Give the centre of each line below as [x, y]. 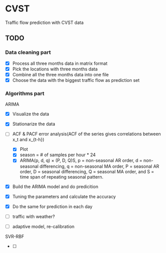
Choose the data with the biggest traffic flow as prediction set [76, 80]
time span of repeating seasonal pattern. [62, 177]
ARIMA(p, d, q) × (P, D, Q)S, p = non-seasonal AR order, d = [81, 161]
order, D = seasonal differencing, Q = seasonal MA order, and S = [87, 171]
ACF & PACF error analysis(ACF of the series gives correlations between [86, 134]
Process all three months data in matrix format [60, 63]
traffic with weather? [34, 216]
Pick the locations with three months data [55, 69]
